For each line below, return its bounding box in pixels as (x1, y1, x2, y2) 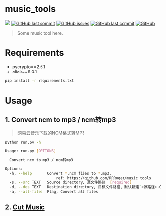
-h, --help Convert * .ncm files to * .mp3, (9, 171, 112, 176)
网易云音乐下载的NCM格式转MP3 (17, 130, 85, 136)
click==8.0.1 (12, 69, 37, 74)
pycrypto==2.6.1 (12, 63, 45, 70)
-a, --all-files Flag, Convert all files (9, 189, 98, 194)
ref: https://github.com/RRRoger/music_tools (56, 176, 152, 180)
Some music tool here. (17, 30, 63, 36)
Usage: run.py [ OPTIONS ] (5, 148, 56, 153)
